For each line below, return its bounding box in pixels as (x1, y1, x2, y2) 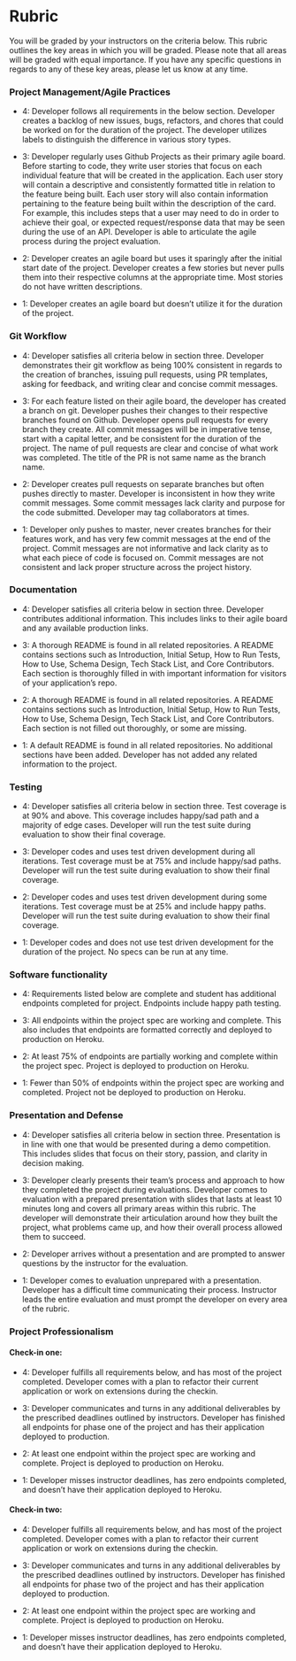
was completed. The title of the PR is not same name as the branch (21, 452, 267, 462)
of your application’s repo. (21, 677, 118, 688)
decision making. (21, 1157, 85, 1168)
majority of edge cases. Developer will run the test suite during (21, 820, 252, 830)
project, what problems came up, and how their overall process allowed (21, 1222, 283, 1232)
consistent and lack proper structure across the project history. (21, 561, 252, 572)
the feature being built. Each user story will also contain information (21, 189, 269, 200)
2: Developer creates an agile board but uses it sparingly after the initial (21, 253, 283, 264)
